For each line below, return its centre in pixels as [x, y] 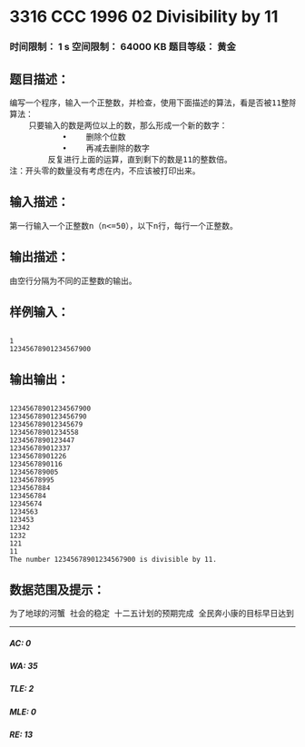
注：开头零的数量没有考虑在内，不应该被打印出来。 [105, 171]
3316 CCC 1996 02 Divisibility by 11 [144, 17]
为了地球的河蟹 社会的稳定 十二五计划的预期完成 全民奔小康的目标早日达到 [152, 613]
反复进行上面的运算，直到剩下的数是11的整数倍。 [140, 159]
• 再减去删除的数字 [106, 148]
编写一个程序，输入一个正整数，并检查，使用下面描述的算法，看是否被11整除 [153, 103]
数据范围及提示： [57, 590]
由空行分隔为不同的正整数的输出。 [73, 280]
